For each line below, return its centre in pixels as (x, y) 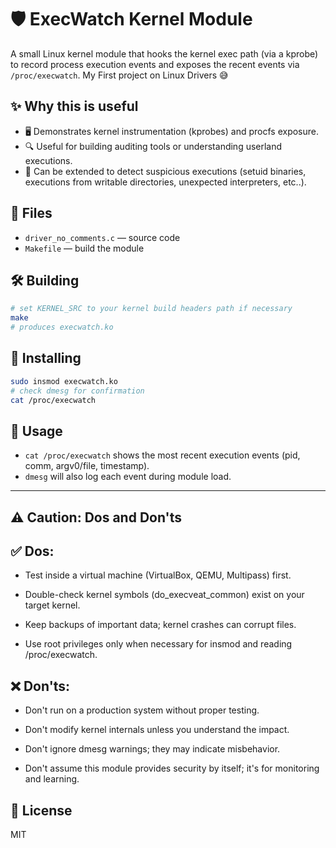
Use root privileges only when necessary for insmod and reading (158, 644)
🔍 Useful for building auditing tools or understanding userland (153, 146)
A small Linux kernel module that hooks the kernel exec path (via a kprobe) (164, 53)
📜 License (41, 810)
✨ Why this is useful (74, 106)
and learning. (52, 779)
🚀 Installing (46, 358)
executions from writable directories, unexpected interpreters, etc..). (165, 182)
